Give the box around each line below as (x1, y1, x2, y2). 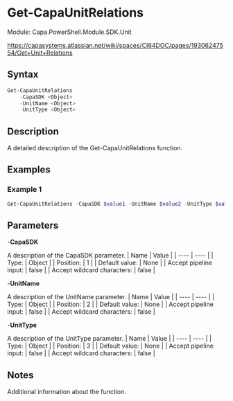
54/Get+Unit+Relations (7, 48, 73, 57)
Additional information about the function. (7, 388, 127, 396)
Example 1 (7, 185, 42, 195)
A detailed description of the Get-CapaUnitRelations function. (7, 144, 183, 152)
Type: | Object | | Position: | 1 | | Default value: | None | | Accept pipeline (7, 258, 213, 267)
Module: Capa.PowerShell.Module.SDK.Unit (7, 28, 132, 36)
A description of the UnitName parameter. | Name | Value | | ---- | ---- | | (7, 293, 215, 301)
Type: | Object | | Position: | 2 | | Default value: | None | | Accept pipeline (7, 300, 214, 309)
